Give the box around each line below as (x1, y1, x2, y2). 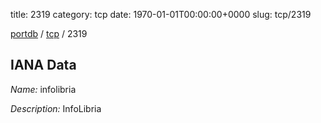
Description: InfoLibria (10, 102, 102, 114)
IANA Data (10, 57, 77, 74)
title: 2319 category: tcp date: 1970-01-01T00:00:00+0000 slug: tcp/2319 (10, 9, 312, 20)
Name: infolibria (10, 83, 77, 95)
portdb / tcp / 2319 (10, 28, 88, 39)
